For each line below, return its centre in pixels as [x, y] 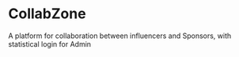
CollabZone [47, 14]
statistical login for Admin [50, 44]
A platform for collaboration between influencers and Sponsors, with [120, 36]
